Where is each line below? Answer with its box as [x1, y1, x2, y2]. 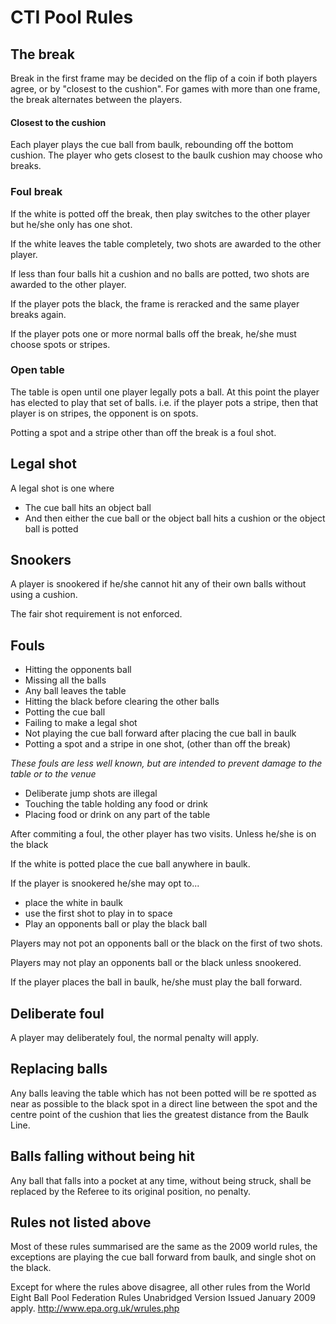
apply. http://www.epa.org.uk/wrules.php [10, 1302, 180, 1315]
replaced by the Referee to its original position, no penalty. [10, 1185, 252, 1197]
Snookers [10, 552, 72, 568]
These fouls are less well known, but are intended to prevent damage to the [10, 757, 323, 770]
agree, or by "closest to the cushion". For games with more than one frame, [10, 83, 321, 95]
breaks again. [10, 308, 67, 320]
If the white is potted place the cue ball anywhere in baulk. [10, 858, 251, 870]
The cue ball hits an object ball [24, 501, 152, 513]
